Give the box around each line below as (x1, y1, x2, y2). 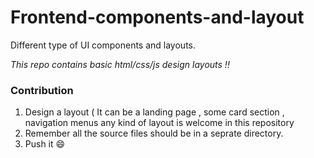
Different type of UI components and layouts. (10, 39, 196, 51)
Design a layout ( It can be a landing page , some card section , (24, 106, 285, 118)
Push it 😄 (24, 138, 66, 150)
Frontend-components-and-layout (10, 6, 305, 29)
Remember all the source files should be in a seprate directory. (24, 127, 284, 140)
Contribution (10, 83, 74, 97)
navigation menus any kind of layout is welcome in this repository (24, 117, 295, 129)
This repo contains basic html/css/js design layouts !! (10, 58, 230, 70)
